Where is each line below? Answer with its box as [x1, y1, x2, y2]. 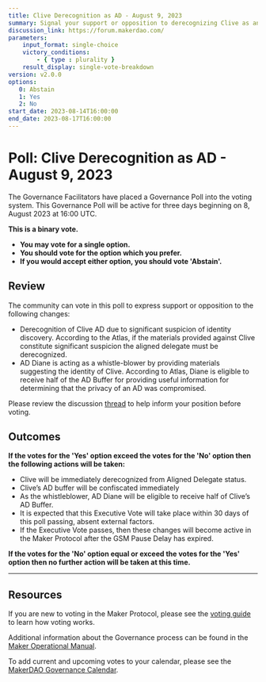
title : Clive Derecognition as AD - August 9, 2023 [8, 11, 182, 20]
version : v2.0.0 [8, 71, 62, 79]
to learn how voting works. [8, 618, 95, 627]
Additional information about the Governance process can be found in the [8, 633, 249, 642]
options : [8, 78, 37, 86]
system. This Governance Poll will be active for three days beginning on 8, [8, 200, 250, 210]
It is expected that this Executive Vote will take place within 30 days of [19, 508, 249, 518]
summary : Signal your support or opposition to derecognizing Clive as [8, 19, 249, 27]
